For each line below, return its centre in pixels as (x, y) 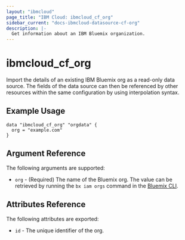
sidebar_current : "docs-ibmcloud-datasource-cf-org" (73, 23)
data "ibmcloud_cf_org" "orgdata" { (52, 125)
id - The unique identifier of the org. (59, 230)
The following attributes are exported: (53, 219)
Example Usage (36, 111)
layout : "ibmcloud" (30, 12)
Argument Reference (46, 153)
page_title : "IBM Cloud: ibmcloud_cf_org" (60, 17)
